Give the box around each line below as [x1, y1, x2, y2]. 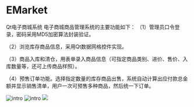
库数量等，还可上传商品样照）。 [6, 62, 80, 70]
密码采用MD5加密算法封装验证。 [16, 30, 94, 38]
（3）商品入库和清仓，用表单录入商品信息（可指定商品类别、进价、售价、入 [6, 55, 188, 62]
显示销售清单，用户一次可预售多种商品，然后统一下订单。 [16, 82, 154, 89]
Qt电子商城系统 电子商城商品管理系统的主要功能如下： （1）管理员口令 [6, 23, 175, 30]
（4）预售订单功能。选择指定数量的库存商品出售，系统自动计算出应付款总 [6, 75, 184, 82]
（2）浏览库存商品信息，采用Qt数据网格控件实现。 [6, 43, 127, 50]
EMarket [6, 3, 48, 17]
